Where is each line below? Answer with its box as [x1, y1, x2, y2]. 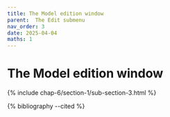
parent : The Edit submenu [7, 17, 85, 24]
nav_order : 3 [7, 23, 45, 30]
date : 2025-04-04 [7, 29, 58, 37]
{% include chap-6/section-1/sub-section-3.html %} [7, 89, 157, 97]
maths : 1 [7, 36, 33, 43]
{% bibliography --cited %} [7, 102, 85, 111]
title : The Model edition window [7, 10, 104, 17]
